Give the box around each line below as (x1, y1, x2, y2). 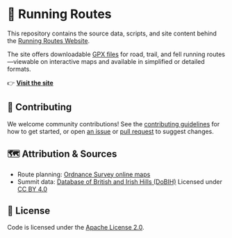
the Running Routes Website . (7, 36, 90, 44)
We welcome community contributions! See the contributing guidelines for (7, 119, 220, 128)
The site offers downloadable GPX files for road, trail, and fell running (7, 50, 206, 58)
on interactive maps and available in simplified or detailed (40, 57, 205, 65)
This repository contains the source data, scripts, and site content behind (7, 29, 217, 37)
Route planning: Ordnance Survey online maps (17, 170, 151, 178)
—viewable (7, 57, 40, 65)
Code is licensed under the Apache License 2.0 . (7, 223, 144, 232)
